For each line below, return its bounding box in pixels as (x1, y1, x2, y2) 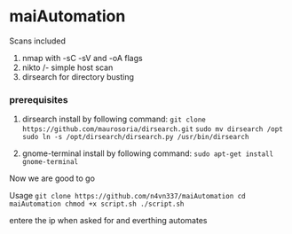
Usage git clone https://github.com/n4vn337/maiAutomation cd (9, 191, 246, 201)
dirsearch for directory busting (21, 71, 135, 82)
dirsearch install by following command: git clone (21, 113, 206, 125)
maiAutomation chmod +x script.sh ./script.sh (9, 199, 185, 209)
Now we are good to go (9, 173, 96, 183)
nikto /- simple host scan (21, 62, 114, 73)
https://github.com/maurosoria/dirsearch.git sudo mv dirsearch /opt (21, 125, 284, 134)
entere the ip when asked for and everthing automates (9, 215, 208, 226)
